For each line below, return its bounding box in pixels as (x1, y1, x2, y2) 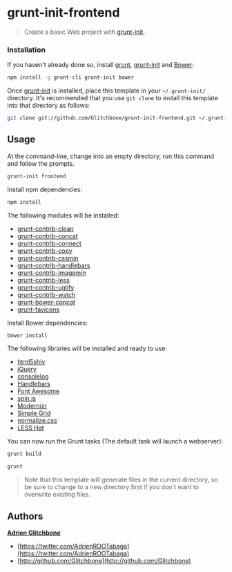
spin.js (17, 394, 37, 403)
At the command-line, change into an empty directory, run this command (7, 152, 215, 160)
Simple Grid (17, 409, 51, 417)
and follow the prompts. (7, 159, 75, 167)
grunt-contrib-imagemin (17, 268, 86, 277)
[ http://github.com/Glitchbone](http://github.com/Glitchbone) (17, 556, 191, 564)
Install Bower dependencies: (7, 318, 88, 327)
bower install (7, 332, 48, 339)
